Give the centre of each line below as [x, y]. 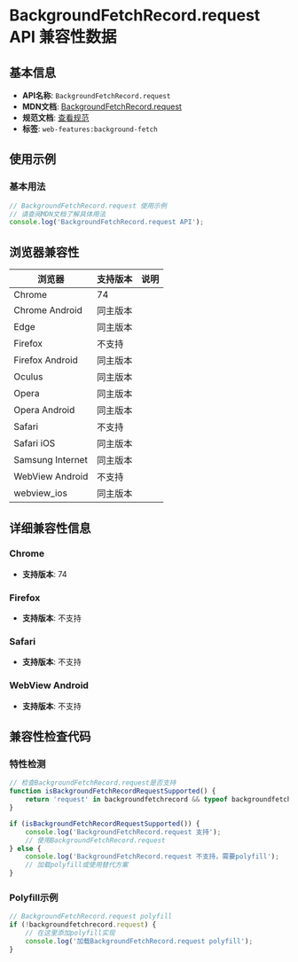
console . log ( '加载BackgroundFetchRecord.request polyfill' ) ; [139, 941]
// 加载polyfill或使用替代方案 [77, 865]
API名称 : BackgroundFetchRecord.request [96, 95]
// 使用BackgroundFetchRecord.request [95, 840]
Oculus [28, 377]
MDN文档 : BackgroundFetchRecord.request [102, 106]
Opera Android [44, 411]
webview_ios [41, 493]
